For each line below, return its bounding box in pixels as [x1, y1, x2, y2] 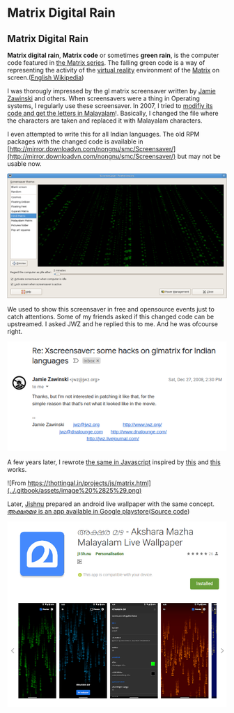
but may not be [177, 152, 221, 160]
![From [7, 479, 26, 487]
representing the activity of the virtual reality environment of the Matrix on [7, 66, 220, 74]
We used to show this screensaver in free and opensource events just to [7, 305, 214, 314]
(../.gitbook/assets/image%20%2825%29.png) [7, 486, 142, 495]
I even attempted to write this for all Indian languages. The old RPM [7, 130, 200, 138]
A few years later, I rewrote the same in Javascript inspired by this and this [7, 458, 221, 466]
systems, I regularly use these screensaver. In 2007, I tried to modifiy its [7, 102, 213, 109]
